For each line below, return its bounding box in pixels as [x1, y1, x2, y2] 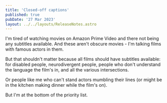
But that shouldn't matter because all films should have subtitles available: [5, 56, 161, 62]
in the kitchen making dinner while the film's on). [5, 82, 107, 88]
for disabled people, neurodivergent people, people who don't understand [5, 61, 161, 67]
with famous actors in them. [5, 46, 64, 52]
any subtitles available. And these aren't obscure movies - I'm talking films [5, 41, 161, 47]
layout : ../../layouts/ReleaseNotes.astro [5, 21, 97, 27]
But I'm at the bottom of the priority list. [5, 92, 88, 98]
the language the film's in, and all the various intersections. [5, 67, 129, 73]
